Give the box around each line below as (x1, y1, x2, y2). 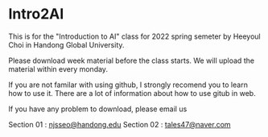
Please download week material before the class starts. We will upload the (8, 56, 255, 65)
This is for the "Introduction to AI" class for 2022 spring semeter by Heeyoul (8, 31, 262, 41)
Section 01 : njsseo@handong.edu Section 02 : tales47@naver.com (8, 119, 231, 129)
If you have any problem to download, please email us (8, 104, 188, 114)
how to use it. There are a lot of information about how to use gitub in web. (8, 88, 256, 98)
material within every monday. (8, 64, 109, 73)
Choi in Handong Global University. (8, 39, 125, 49)
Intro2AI (8, 5, 64, 23)
